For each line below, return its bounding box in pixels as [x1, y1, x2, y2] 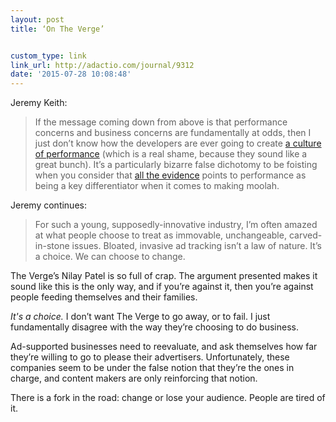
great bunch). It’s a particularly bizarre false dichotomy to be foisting [34, 159, 318, 171]
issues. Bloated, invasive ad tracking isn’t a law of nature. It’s [71, 240, 322, 252]
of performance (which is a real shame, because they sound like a [34, 148, 308, 160]
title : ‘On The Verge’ [10, 24, 105, 34]
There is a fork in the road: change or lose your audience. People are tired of [10, 392, 326, 404]
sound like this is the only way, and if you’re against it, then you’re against [10, 281, 314, 293]
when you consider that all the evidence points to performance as [34, 169, 307, 181]
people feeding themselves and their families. [10, 291, 198, 303]
